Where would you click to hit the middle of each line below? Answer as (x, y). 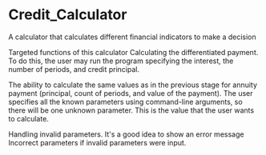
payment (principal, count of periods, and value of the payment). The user (131, 93)
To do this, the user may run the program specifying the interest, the (121, 61)
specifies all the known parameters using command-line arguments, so (125, 101)
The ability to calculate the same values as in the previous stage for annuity (133, 85)
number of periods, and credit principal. (74, 69)
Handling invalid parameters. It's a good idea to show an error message (126, 134)
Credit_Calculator (68, 15)
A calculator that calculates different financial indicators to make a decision (132, 37)
